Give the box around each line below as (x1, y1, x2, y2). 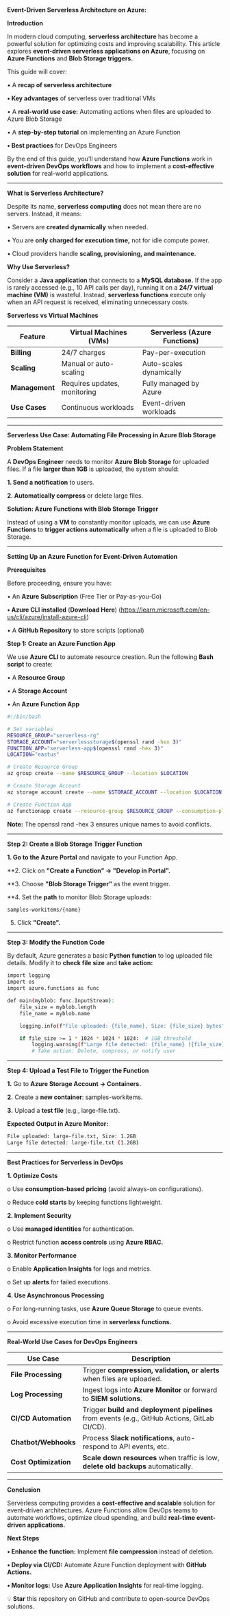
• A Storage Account (7, 686, 68, 695)
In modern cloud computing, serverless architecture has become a (7, 32, 199, 41)
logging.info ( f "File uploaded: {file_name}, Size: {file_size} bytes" (19, 1022, 225, 1029)
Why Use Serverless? (7, 263, 70, 270)
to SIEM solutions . (82, 1394, 142, 1403)
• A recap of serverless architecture (7, 81, 112, 89)
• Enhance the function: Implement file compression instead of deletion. (7, 1547, 214, 1556)
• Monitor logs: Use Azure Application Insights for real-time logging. (7, 1581, 203, 1589)
